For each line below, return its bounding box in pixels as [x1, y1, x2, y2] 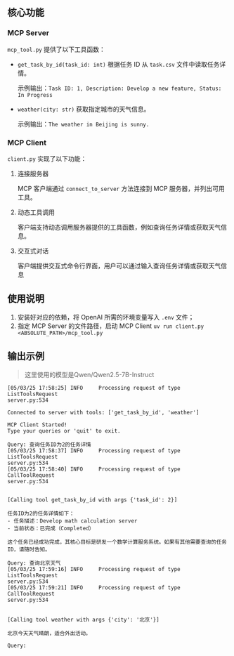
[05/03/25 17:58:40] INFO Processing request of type [7, 466, 181, 473]
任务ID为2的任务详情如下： [7, 510, 75, 517]
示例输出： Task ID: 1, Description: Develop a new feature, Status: [17, 84, 222, 92]
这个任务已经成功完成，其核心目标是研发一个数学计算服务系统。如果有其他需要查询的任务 [7, 538, 227, 546]
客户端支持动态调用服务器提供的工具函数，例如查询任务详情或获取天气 [17, 223, 221, 231]
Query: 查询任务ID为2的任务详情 [7, 441, 91, 448]
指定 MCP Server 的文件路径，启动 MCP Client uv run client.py [17, 322, 204, 330]
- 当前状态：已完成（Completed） [7, 525, 95, 532]
